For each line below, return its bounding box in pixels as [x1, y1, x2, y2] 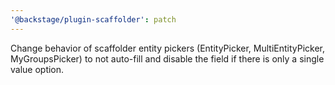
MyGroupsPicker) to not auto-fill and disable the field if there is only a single [10, 52, 325, 65]
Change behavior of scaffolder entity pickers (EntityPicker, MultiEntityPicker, [10, 42, 326, 54]
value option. [10, 63, 65, 75]
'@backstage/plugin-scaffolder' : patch [10, 14, 177, 25]
